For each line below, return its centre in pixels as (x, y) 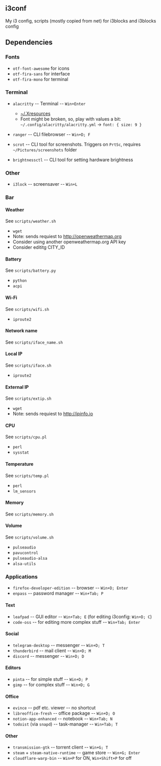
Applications (21, 577)
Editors (13, 668)
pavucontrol (25, 553)
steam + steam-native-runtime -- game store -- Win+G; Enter (76, 753)
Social (12, 634)
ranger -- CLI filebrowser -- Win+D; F (51, 134)
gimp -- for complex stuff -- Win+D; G (51, 684)
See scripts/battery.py (31, 270)
